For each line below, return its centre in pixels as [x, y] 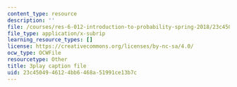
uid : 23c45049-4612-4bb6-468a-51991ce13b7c [72, 72]
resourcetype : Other [38, 60]
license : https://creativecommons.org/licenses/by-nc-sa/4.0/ [101, 46]
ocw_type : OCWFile [34, 53]
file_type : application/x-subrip [56, 33]
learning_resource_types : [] [50, 40]
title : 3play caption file [47, 66]
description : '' [31, 20]
